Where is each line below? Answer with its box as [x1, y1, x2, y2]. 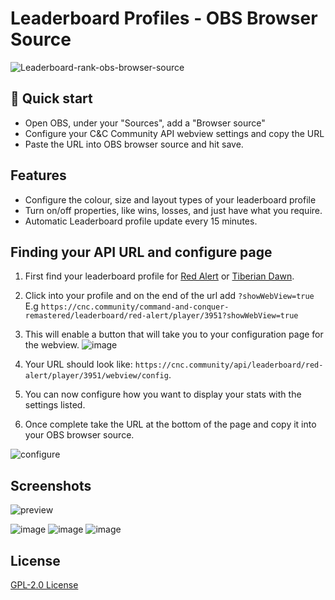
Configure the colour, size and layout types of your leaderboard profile [24, 193, 317, 206]
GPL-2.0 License [10, 579, 79, 591]
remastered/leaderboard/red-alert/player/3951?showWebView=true [24, 311, 299, 321]
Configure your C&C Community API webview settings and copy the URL [24, 127, 325, 139]
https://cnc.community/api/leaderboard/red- [134, 360, 324, 371]
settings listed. [24, 399, 86, 411]
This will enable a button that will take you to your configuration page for [24, 328, 324, 341]
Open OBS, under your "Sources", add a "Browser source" [24, 117, 266, 129]
